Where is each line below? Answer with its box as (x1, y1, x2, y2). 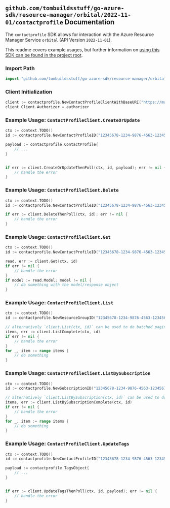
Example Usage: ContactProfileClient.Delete (5, 186, 119, 194)
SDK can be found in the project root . (5, 52, 83, 58)
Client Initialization (5, 88, 53, 95)
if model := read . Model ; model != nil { (5, 277, 92, 283)
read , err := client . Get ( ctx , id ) (5, 259, 78, 264)
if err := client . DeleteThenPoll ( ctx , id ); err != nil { (5, 212, 128, 217)
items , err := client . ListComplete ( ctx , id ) (5, 329, 101, 335)
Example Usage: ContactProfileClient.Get (5, 233, 111, 240)
